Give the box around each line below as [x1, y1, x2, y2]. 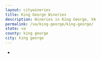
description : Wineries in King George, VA [5, 17, 96, 22]
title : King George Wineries [5, 12, 67, 17]
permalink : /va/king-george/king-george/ [5, 21, 94, 27]
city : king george [5, 36, 44, 41]
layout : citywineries [5, 7, 51, 13]
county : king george [5, 31, 49, 36]
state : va [5, 26, 26, 31]
